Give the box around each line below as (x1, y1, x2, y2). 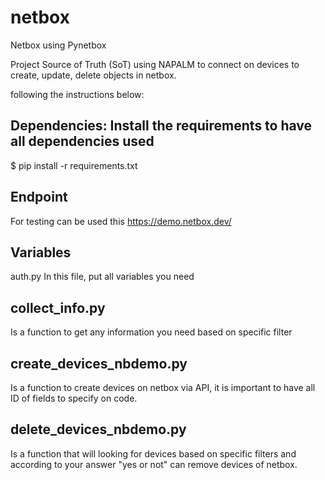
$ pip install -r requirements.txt (10, 159, 138, 171)
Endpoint (10, 189, 68, 206)
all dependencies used (10, 133, 155, 150)
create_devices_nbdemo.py (10, 355, 188, 372)
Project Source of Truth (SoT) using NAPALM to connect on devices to (10, 58, 300, 70)
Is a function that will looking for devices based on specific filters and (10, 447, 297, 460)
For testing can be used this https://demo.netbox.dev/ (10, 215, 232, 227)
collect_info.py (10, 299, 106, 316)
